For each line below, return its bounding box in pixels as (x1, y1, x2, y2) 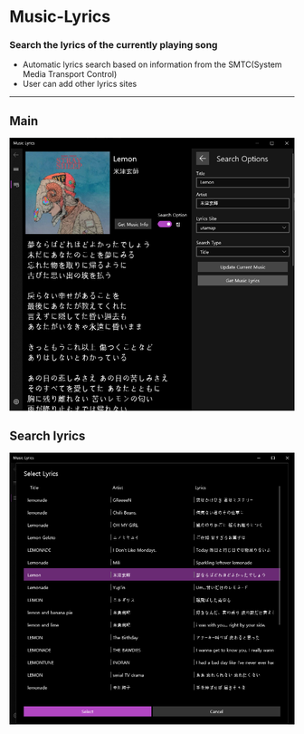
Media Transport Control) (22, 69, 118, 80)
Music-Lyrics (9, 6, 111, 27)
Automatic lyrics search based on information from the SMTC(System (22, 59, 282, 70)
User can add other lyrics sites (22, 79, 138, 90)
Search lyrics (9, 428, 86, 443)
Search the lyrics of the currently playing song (9, 39, 218, 52)
